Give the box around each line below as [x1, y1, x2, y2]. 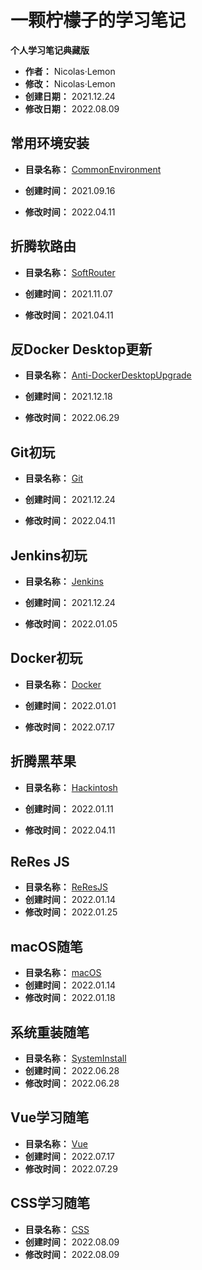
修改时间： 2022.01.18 [24, 992, 116, 1004]
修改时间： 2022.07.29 [24, 1162, 118, 1175]
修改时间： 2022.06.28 [24, 1077, 120, 1090]
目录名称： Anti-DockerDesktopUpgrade [24, 369, 192, 381]
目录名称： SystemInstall [24, 1052, 127, 1065]
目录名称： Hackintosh [24, 781, 118, 793]
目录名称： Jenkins [24, 576, 104, 587]
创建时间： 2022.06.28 [24, 1065, 120, 1077]
